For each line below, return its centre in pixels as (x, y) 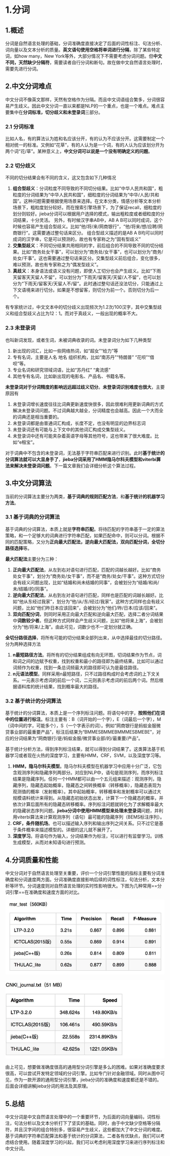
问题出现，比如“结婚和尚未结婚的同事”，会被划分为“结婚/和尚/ (95, 582)
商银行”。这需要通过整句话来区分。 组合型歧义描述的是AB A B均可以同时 (88, 233)
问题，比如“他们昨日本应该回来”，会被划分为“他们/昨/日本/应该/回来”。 (86, 608)
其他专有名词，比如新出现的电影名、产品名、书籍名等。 (70, 376)
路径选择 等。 (18, 548)
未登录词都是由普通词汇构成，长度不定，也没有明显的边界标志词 (79, 423)
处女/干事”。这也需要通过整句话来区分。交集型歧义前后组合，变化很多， (88, 258)
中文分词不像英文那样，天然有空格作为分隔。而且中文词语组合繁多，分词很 (83, 100)
